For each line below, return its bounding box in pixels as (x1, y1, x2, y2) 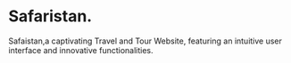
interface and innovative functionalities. (8, 44, 154, 55)
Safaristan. (8, 6, 93, 27)
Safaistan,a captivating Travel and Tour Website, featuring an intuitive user (8, 35, 283, 46)
